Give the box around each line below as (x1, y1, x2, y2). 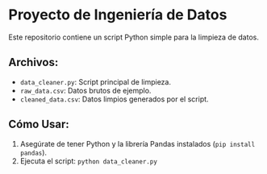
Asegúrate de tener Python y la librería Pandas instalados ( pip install (19, 139, 256, 148)
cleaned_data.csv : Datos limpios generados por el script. (19, 94, 209, 104)
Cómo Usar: (8, 118, 70, 131)
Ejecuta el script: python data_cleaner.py (19, 155, 157, 166)
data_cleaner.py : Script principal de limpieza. (19, 77, 172, 86)
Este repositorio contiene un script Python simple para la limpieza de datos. (8, 32, 260, 42)
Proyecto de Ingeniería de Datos (8, 6, 227, 24)
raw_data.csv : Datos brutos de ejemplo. (19, 85, 152, 95)
